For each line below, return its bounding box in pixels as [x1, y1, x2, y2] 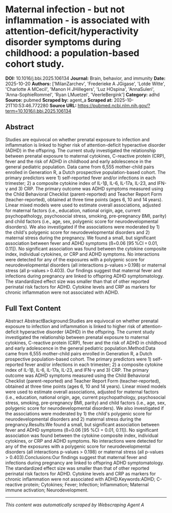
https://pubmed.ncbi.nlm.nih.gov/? [77, 102, 150, 108]
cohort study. [5, 58, 64, 70]
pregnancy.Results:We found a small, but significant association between [5, 421, 160, 427]
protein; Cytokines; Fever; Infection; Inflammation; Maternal [23, 481, 149, 487]
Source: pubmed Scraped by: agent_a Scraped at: [5, 97, 113, 103]
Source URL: [49, 102, 77, 108]
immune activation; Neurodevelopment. [5, 487, 89, 493]
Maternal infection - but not [5, 4, 125, 15]
